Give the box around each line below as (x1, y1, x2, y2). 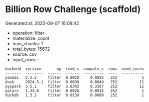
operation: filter (12, 30, 44, 36)
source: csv (12, 51, 37, 57)
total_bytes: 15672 (12, 46, 50, 52)
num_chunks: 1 (12, 40, 43, 46)
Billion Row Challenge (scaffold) (5, 4, 141, 15)
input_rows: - (12, 56, 40, 62)
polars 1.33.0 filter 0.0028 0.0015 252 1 (5, 88, 144, 93)
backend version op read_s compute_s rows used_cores (5, 66, 144, 71)
